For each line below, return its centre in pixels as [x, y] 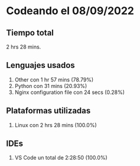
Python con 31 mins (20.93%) [51, 86]
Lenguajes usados [40, 65]
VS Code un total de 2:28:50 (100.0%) [61, 158]
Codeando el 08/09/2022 [70, 11]
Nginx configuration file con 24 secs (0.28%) [70, 92]
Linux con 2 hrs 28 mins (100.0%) [56, 125]
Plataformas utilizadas [48, 111]
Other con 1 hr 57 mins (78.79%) [54, 79]
